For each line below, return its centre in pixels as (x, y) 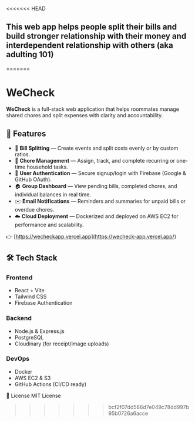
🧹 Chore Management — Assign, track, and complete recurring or (95, 160)
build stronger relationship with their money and (96, 36)
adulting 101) (30, 55)
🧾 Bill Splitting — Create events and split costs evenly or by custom (96, 148)
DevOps (18, 359)
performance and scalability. (49, 225)
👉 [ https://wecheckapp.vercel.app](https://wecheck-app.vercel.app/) (91, 236)
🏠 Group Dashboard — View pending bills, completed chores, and (96, 186)
